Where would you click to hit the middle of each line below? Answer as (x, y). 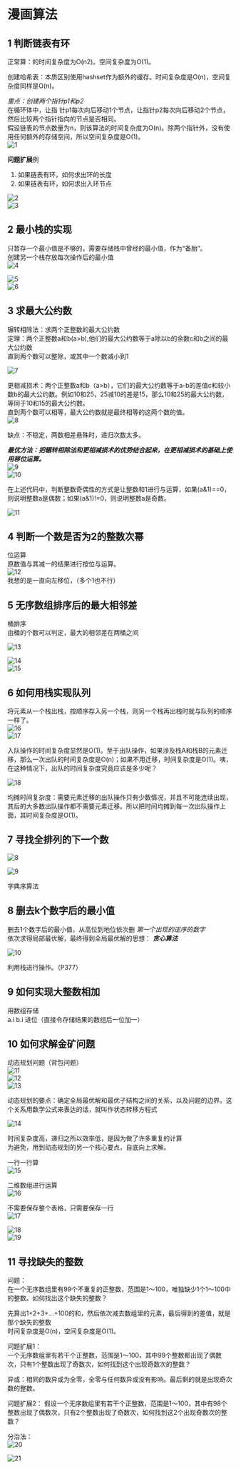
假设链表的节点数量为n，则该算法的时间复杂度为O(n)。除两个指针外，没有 (116, 128)
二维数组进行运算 (32, 1185)
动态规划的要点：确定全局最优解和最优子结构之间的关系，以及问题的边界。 (117, 1101)
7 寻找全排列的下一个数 (58, 840)
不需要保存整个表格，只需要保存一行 (61, 1208)
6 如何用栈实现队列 (49, 692)
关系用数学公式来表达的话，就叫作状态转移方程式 (85, 1109)
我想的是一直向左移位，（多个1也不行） (63, 581)
